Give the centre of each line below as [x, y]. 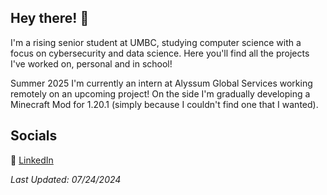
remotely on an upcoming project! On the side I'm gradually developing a [160, 93]
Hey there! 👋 [50, 18]
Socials [34, 136]
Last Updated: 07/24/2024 [66, 179]
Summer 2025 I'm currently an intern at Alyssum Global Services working [161, 83]
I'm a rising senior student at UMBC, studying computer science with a [156, 42]
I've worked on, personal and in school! [91, 63]
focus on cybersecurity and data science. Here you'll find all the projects [160, 53]
